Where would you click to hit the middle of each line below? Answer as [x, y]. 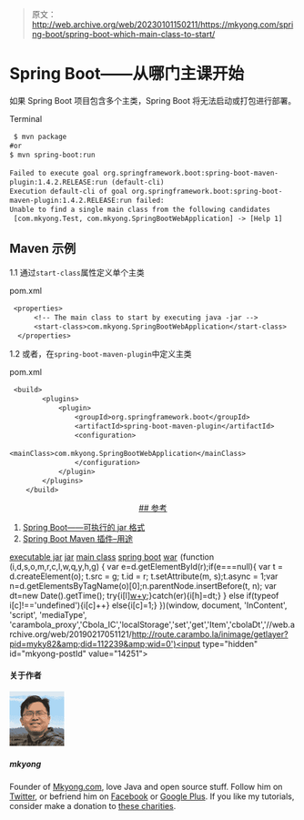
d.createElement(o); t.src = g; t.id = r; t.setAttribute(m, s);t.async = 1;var [144, 576]
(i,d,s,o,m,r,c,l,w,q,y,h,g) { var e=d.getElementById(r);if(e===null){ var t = [147, 566]
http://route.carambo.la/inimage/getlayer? [210, 634]
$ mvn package [40, 137]
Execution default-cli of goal [69, 191]
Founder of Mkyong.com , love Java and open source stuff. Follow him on [146, 786]
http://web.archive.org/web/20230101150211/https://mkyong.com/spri [162, 25]
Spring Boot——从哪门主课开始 [127, 74]
